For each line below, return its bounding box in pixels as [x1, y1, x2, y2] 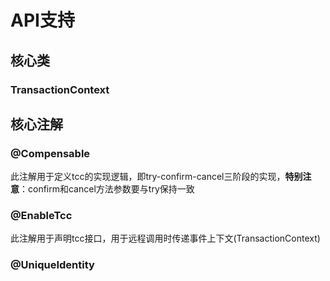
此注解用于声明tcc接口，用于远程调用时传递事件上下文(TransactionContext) [10, 232, 321, 245]
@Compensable [10, 146, 91, 160]
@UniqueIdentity [10, 258, 95, 272]
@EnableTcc [10, 209, 73, 223]
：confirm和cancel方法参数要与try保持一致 [19, 183, 195, 195]
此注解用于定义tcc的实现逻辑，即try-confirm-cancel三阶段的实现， [10, 171, 286, 183]
